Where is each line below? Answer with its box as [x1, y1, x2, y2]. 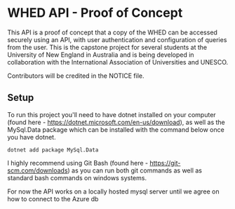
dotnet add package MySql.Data [7, 146, 99, 154]
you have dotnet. [7, 133, 56, 141]
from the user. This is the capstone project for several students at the [7, 43, 208, 51]
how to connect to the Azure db [7, 194, 99, 203]
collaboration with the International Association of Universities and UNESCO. [7, 58, 229, 66]
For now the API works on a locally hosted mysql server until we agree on [7, 187, 220, 196]
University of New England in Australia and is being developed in [7, 50, 194, 59]
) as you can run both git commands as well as [67, 166, 202, 175]
